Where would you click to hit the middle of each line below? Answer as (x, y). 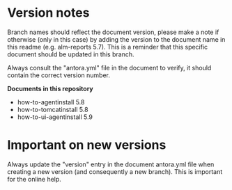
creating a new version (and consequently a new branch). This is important (115, 171)
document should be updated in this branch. (71, 54)
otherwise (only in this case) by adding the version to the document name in (116, 39)
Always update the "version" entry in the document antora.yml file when (111, 164)
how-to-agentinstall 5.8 (51, 102)
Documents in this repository (50, 88)
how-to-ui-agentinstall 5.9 (55, 117)
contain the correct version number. (59, 75)
